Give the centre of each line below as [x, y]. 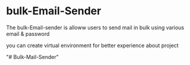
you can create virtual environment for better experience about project [93, 45]
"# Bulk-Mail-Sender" [33, 57]
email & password [28, 33]
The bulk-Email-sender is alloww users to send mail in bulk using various [95, 27]
